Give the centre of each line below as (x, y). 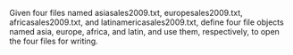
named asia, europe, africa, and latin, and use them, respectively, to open (144, 31)
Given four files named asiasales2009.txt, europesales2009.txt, (126, 13)
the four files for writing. (54, 41)
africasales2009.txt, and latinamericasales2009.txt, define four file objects (146, 22)
